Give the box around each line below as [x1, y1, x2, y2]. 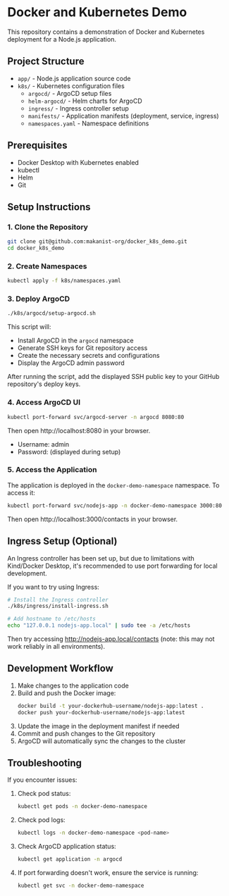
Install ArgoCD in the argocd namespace [17, 336, 134, 345]
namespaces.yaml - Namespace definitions [27, 119, 149, 127]
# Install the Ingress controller [7, 596, 109, 603]
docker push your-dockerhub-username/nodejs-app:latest [17, 709, 185, 716]
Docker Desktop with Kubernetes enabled [17, 158, 140, 166]
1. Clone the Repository [7, 222, 88, 232]
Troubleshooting [7, 757, 82, 769]
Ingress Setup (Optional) [7, 535, 118, 547]
